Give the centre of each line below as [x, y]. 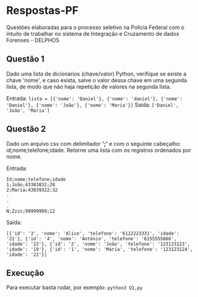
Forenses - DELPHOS [33, 40]
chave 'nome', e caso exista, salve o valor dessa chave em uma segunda [97, 80]
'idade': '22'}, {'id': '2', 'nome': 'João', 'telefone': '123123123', [98, 244]
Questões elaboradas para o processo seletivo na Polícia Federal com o [95, 27]
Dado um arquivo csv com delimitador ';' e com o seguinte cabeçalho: [94, 143]
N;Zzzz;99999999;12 [31, 211]
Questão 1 [25, 59]
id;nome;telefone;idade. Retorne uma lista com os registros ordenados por [99, 150]
